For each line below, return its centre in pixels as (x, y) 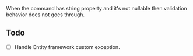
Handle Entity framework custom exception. (67, 47)
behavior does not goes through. (45, 15)
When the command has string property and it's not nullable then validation (97, 8)
